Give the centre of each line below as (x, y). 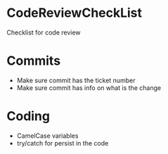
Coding (28, 116)
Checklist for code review (44, 32)
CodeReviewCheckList (74, 13)
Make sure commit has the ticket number (76, 80)
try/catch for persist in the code (63, 143)
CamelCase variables (47, 136)
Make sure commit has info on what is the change (89, 88)
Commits (34, 61)
